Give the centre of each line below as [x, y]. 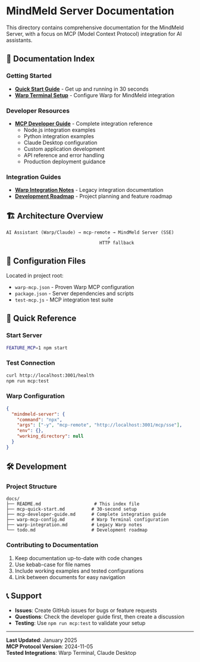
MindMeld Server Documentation [90, 11]
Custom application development [64, 149]
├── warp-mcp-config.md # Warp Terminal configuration [87, 520]
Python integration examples [59, 136]
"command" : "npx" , [40, 419]
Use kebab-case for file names [53, 564]
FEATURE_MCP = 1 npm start [37, 348]
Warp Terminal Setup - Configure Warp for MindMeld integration [94, 95]
